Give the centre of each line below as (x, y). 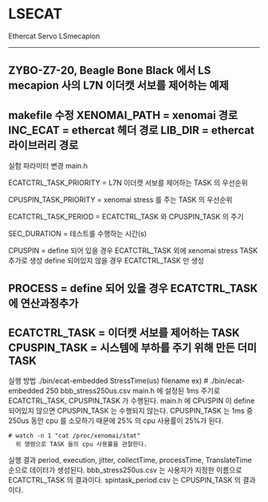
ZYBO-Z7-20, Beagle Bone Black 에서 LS (110, 71)
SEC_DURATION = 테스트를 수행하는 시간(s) (78, 234)
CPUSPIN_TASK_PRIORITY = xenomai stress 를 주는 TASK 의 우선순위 (120, 200)
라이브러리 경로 (43, 145)
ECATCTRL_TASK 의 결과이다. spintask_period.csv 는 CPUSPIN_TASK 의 (125, 480)
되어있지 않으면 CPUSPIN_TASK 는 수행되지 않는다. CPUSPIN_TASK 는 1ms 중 (131, 411)
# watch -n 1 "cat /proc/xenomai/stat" (75, 436)
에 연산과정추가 (43, 303)
